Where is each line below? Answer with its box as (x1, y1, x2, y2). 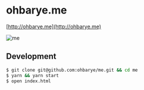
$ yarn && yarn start (6, 72, 59, 78)
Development (6, 51, 57, 62)
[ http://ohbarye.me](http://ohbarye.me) (6, 23, 102, 30)
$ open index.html (6, 78, 51, 84)
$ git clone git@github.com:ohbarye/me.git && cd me (6, 67, 138, 73)
